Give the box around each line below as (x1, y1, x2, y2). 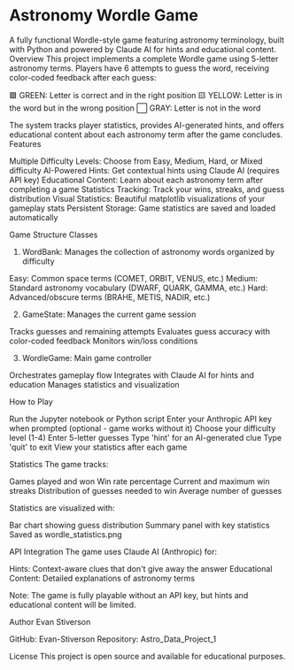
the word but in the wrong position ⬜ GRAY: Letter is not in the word (9, 103, 261, 113)
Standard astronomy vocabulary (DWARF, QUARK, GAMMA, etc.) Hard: (9, 282, 268, 293)
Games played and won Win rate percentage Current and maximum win (9, 475, 270, 487)
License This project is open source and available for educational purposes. (9, 651, 286, 661)
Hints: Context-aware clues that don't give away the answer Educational (9, 563, 273, 574)
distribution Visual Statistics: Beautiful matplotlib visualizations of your (9, 193, 266, 204)
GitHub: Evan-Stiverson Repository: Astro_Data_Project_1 (9, 634, 217, 644)
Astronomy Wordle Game (9, 5, 199, 26)
